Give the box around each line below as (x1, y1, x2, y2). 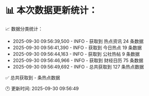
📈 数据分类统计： (5, 26, 43, 32)
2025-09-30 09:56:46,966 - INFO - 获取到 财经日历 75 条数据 (12, 57, 144, 63)
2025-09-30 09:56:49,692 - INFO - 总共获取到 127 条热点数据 (12, 63, 144, 69)
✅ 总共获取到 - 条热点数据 (5, 75, 61, 81)
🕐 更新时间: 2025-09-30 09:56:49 (5, 85, 79, 91)
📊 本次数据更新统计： (5, 5, 98, 16)
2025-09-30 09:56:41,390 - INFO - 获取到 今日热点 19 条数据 (12, 44, 142, 51)
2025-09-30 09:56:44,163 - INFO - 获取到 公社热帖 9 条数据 (12, 51, 140, 57)
